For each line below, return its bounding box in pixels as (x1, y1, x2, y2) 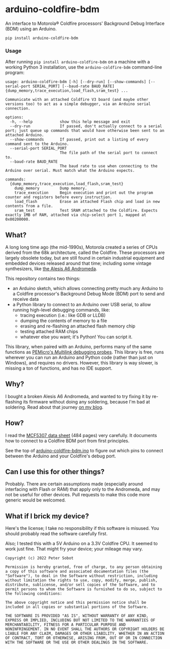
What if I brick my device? (5, 512, 89, 520)
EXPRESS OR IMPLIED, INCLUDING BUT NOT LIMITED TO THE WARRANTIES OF (5, 618, 156, 623)
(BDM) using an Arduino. (5, 25, 57, 31)
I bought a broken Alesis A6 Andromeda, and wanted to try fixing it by (5, 393, 151, 399)
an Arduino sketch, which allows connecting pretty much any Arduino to (12, 285, 163, 292)
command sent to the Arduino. (5, 141, 70, 147)
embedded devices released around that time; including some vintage (5, 260, 152, 267)
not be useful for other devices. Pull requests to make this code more (5, 492, 150, 498)
